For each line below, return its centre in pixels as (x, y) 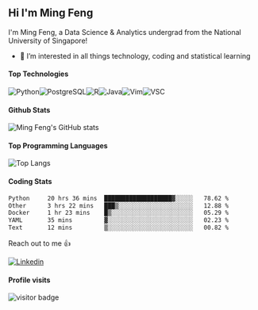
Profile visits (29, 280)
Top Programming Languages (58, 145)
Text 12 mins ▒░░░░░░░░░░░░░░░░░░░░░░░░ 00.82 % (118, 228)
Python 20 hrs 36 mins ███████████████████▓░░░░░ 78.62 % (118, 198)
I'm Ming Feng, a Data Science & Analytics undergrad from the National (125, 32)
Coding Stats (30, 182)
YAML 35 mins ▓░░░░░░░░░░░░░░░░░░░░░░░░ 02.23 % (118, 220)
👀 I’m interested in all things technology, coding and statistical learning (135, 55)
